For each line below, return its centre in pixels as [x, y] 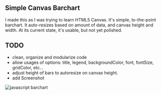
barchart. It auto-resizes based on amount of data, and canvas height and [79, 25]
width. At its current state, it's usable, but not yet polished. [64, 30]
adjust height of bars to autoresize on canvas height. [65, 73]
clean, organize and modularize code [49, 57]
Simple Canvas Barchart [43, 8]
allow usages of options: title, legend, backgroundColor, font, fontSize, [83, 62]
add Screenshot [28, 78]
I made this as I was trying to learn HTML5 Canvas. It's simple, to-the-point [80, 19]
